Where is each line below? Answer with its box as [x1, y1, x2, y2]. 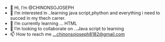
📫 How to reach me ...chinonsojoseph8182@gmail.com [10, 31, 125, 37]
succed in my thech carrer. [10, 15, 66, 21]
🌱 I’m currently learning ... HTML [10, 20, 77, 26]
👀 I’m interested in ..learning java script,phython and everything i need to [10, 10, 160, 16]
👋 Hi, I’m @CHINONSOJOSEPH [10, 5, 74, 10]
